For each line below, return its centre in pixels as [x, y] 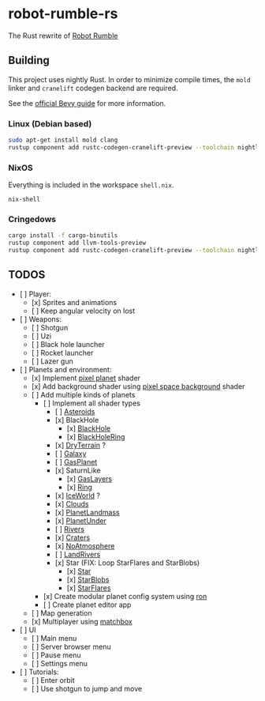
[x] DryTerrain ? [80, 445]
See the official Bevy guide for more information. [87, 103]
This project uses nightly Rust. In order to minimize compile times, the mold [129, 79]
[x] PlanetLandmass [87, 512]
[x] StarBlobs [88, 579]
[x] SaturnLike [78, 470]
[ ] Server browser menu [71, 646]
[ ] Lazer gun [52, 361]
